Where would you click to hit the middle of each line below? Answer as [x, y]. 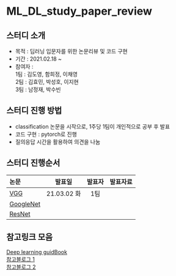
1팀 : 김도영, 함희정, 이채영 [46, 74]
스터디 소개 [26, 35]
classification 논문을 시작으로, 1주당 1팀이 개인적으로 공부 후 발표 [92, 126]
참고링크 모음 [30, 237]
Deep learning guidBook [37, 252]
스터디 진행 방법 [34, 110]
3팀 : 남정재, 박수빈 [38, 89]
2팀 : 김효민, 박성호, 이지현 [47, 82]
